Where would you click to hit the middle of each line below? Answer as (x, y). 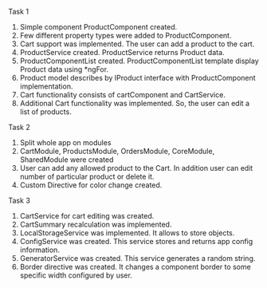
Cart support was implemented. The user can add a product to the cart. (137, 44)
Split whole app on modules (65, 142)
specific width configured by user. (76, 275)
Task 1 (19, 12)
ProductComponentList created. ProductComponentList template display (139, 61)
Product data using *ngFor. (64, 69)
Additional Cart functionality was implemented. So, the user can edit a (134, 103)
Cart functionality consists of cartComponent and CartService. (122, 95)
